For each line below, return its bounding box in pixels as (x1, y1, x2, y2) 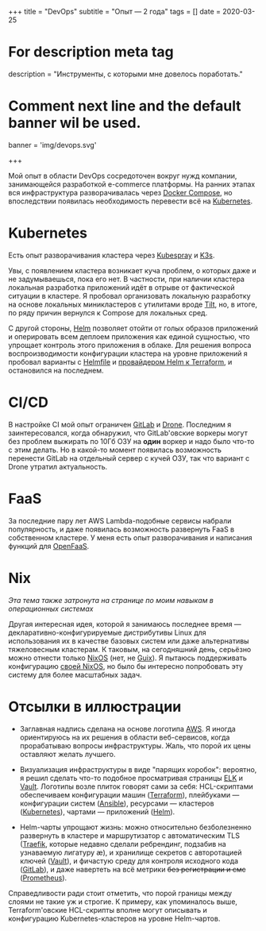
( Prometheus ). (19, 873, 67, 883)
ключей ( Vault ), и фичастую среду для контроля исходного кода (19, 856, 239, 865)
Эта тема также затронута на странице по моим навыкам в (8, 595, 214, 605)
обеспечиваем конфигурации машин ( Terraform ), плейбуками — (19, 790, 240, 799)
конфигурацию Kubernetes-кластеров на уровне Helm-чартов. (8, 914, 221, 923)
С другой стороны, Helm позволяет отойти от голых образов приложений (8, 323, 259, 333)
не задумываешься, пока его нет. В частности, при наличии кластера (8, 274, 245, 284)
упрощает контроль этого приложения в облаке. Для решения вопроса (8, 340, 252, 350)
